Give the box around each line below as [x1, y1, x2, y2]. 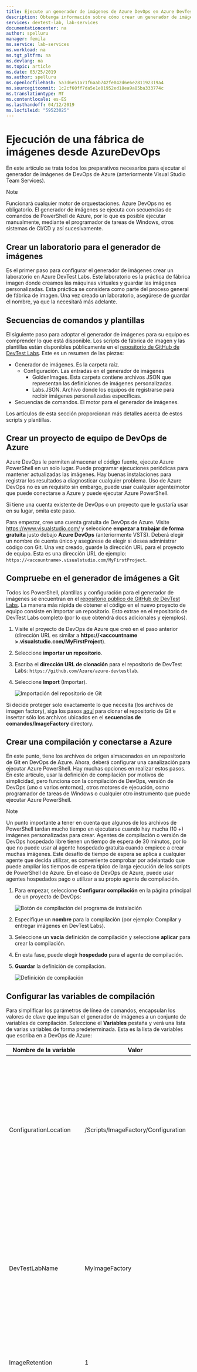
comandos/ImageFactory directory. [6, 720, 94, 727]
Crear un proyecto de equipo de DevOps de [6, 434, 167, 444]
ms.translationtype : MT [6, 91, 64, 97]
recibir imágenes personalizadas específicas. [32, 392, 142, 399]
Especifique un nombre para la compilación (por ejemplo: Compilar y [14, 916, 182, 923]
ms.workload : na [6, 47, 46, 53]
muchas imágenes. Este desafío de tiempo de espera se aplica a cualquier [6, 851, 186, 858]
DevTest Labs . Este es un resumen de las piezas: [6, 349, 124, 356]
